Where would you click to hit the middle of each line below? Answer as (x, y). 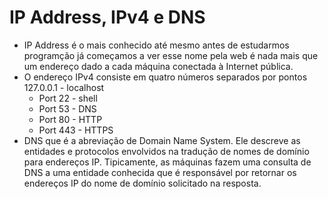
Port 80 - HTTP (70, 119)
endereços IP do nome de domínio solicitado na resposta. (142, 183)
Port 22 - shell (68, 98)
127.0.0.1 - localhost (64, 87)
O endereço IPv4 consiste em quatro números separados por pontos (165, 77)
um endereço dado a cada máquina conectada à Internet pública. (158, 66)
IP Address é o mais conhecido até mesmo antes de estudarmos (156, 45)
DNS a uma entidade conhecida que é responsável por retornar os (160, 172)
